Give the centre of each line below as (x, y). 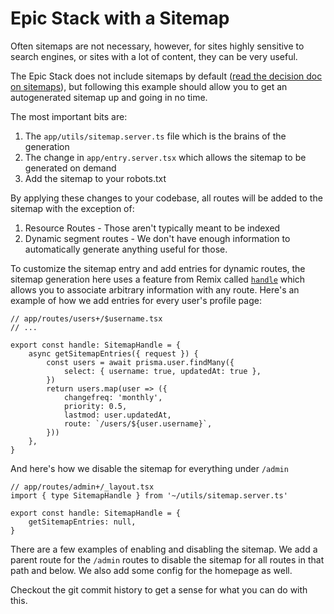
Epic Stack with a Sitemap (120, 18)
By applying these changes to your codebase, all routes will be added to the (166, 198)
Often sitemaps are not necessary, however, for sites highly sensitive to (157, 46)
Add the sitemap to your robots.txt (95, 178)
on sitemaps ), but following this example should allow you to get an (149, 86)
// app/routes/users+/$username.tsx (86, 318)
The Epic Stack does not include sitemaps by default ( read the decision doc (166, 76)
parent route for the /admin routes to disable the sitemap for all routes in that (167, 559)
